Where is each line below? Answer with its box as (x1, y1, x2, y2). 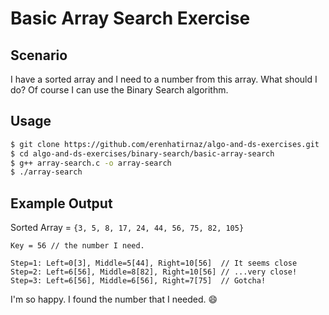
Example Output (10, 195, 113, 212)
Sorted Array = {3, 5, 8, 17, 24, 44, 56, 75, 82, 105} (10, 222, 245, 234)
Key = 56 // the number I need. (10, 241, 145, 251)
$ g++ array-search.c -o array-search (10, 158, 172, 168)
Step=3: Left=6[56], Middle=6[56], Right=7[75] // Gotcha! (10, 276, 267, 286)
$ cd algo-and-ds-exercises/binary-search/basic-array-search (10, 148, 275, 159)
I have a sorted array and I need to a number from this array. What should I (10, 73, 318, 85)
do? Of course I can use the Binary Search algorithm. (10, 84, 229, 96)
